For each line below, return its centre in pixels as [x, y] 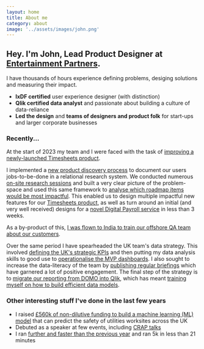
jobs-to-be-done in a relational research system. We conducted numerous [100, 177]
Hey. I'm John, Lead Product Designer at [85, 54]
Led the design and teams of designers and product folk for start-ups [104, 116]
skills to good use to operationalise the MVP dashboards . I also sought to [98, 259]
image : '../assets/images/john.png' [53, 29]
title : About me [27, 18]
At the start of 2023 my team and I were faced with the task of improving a [100, 152]
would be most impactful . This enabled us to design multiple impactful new [101, 196]
